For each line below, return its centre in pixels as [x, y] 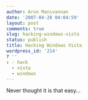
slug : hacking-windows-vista [43, 34]
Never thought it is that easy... [44, 90]
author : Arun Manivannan [37, 12]
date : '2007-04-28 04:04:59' [43, 17]
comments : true [25, 29]
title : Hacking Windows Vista [44, 46]
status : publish [27, 40]
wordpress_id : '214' [32, 51]
